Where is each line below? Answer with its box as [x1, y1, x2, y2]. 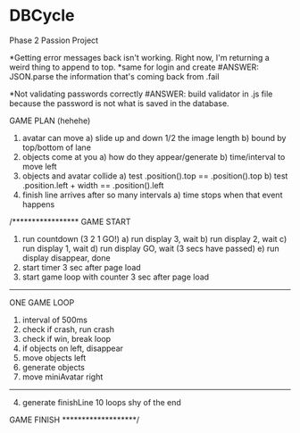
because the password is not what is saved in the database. [9, 97, 229, 108]
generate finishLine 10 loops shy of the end [21, 396, 181, 407]
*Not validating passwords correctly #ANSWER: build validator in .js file [9, 88, 273, 99]
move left [21, 161, 57, 171]
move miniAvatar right [21, 371, 104, 382]
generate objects [21, 362, 86, 372]
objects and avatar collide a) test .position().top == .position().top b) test [21, 171, 288, 181]
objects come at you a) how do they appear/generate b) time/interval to [21, 151, 286, 162]
